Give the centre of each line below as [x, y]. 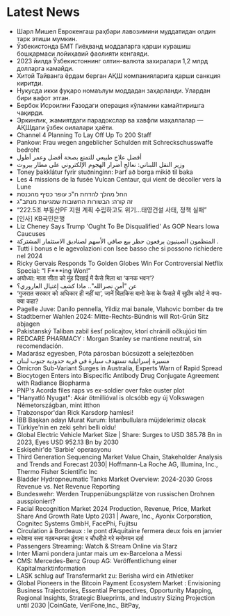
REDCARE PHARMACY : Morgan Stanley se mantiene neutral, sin [109, 338]
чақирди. [30, 113]
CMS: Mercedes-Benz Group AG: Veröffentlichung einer [97, 560]
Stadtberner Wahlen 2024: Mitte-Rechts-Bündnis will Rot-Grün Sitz [113, 316]
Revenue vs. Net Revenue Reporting [68, 486]
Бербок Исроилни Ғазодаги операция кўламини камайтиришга [110, 105]
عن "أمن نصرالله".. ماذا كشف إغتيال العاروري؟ [76, 285]
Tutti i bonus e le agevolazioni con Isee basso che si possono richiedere [120, 248]
